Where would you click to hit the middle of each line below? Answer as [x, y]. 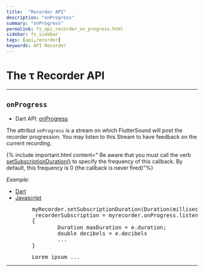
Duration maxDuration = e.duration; [112, 227]
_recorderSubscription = [69, 215]
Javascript [28, 197]
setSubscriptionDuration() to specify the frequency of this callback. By [95, 161]
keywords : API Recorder [36, 46]
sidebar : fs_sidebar [32, 35]
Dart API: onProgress [41, 118]
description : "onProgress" [40, 18]
